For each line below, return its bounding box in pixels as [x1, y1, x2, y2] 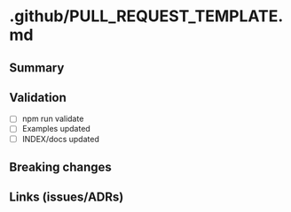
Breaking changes [9, 159, 113, 174]
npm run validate [21, 113, 84, 125]
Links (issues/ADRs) [9, 190, 124, 205]
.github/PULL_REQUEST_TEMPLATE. [9, 6, 284, 26]
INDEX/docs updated [21, 133, 99, 144]
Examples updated [21, 124, 90, 134]
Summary [9, 60, 65, 75]
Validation [9, 90, 67, 105]
